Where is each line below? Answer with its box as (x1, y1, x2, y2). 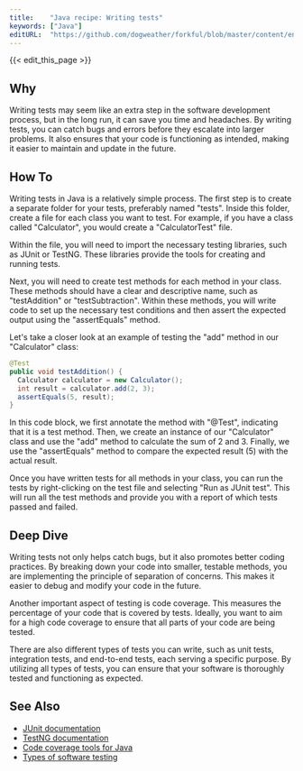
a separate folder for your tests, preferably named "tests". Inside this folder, (9, 203, 290, 213)
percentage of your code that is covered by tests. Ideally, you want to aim (9, 608, 283, 619)
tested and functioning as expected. (9, 673, 143, 684)
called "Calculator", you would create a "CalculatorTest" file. (9, 222, 233, 233)
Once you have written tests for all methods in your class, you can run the (9, 473, 284, 483)
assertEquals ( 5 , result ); (17, 392, 115, 401)
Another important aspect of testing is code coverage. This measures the (9, 598, 281, 609)
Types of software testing (22, 751, 118, 762)
